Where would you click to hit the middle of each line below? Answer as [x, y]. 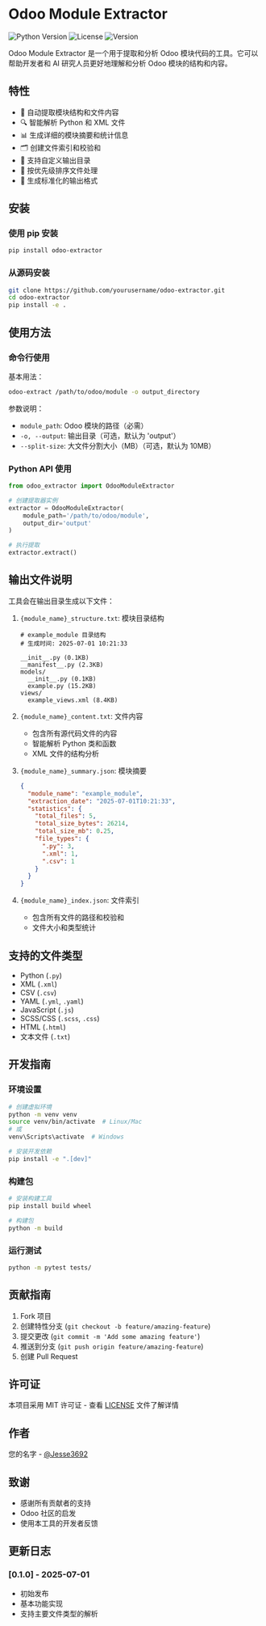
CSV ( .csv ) [38, 992]
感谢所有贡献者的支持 [55, 1503]
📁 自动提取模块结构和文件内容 [69, 112]
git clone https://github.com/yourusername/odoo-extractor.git [117, 290]
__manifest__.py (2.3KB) [62, 665]
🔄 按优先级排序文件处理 [59, 170]
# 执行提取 [24, 545]
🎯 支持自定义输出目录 [55, 160]
